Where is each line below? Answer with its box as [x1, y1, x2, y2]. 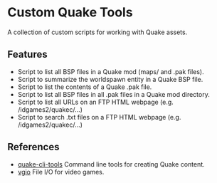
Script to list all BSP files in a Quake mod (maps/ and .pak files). [17, 67, 204, 75]
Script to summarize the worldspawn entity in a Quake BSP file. [17, 75, 203, 83]
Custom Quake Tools [7, 4, 133, 21]
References [7, 141, 60, 153]
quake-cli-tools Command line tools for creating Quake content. [17, 160, 205, 168]
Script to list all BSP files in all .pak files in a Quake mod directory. [17, 90, 210, 98]
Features [7, 48, 48, 61]
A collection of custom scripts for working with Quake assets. [7, 28, 188, 36]
